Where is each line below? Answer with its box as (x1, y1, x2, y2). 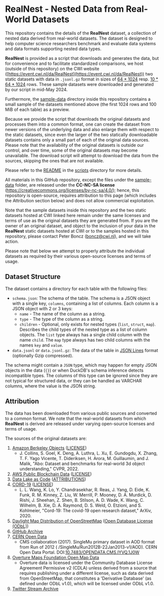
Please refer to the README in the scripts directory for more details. (5, 167, 142, 173)
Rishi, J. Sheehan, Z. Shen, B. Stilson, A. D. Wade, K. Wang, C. (19, 497, 144, 503)
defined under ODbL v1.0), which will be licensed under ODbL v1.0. (19, 580, 155, 586)
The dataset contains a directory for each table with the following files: (5, 286, 148, 292)
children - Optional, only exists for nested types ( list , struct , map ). (19, 321, 156, 327)
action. (5, 238, 19, 244)
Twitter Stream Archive (12, 586, 59, 592)
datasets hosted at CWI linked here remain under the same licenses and (5, 212, 150, 218)
